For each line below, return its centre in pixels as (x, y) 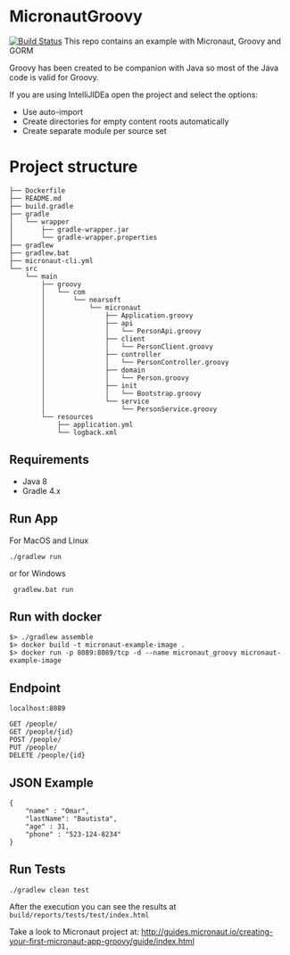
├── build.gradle (41, 206)
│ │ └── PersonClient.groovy (128, 346)
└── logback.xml (87, 432)
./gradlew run (36, 556)
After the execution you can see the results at (93, 906)
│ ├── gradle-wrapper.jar (69, 229)
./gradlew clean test (50, 890)
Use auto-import (52, 111)
